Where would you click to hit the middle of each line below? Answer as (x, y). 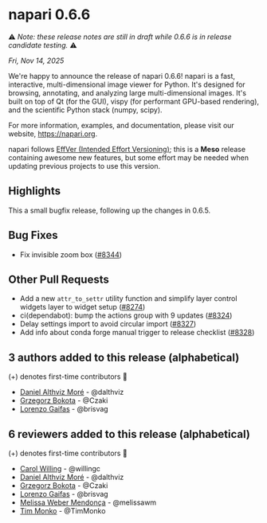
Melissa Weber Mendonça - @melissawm (88, 502)
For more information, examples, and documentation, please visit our (122, 125)
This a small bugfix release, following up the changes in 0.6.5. (110, 210)
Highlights (35, 191)
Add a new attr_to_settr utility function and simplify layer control (128, 299)
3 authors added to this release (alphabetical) (124, 357)
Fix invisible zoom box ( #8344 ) (71, 254)
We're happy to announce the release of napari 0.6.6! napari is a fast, (122, 76)
